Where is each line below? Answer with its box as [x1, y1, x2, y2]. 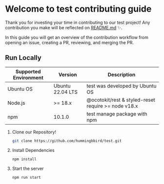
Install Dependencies [12, 147, 55, 153]
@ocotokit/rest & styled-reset [86, 96, 155, 103]
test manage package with [86, 110, 147, 117]
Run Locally [5, 54, 41, 62]
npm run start [12, 175, 41, 180]
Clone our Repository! [12, 129, 56, 135]
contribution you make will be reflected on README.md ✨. [5, 24, 123, 30]
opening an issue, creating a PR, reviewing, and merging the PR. [5, 39, 134, 45]
